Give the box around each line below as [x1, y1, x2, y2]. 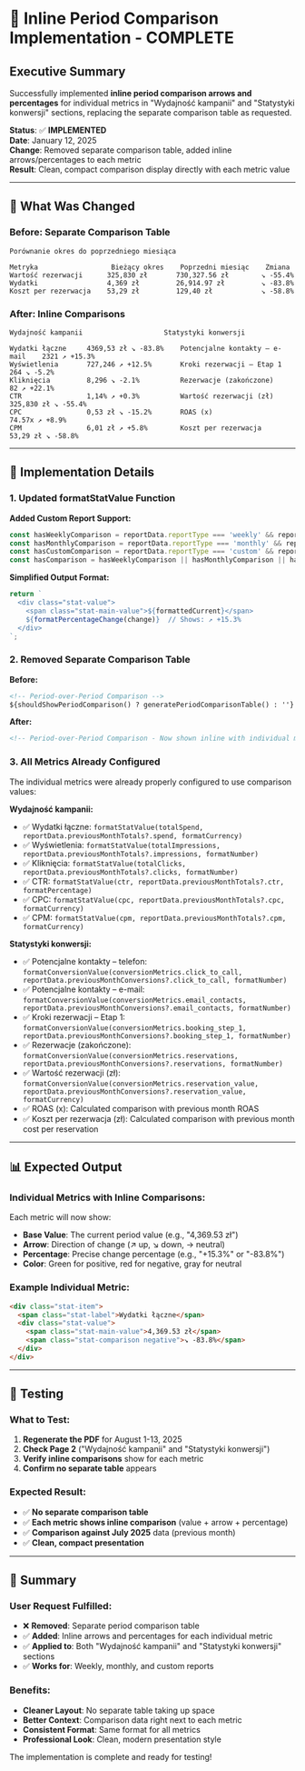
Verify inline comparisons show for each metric [22, 1454, 204, 1465]
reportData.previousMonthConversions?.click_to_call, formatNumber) [22, 976, 288, 985]
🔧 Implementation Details [9, 465, 155, 480]
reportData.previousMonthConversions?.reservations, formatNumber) [22, 1059, 283, 1068]
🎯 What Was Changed [9, 199, 135, 215]
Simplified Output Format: [9, 572, 110, 583]
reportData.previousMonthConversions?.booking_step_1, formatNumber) [22, 1031, 292, 1040]
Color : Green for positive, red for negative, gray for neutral [22, 1258, 242, 1269]
